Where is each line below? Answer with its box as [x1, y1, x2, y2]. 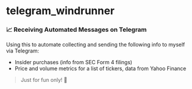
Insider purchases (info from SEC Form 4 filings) [14, 59, 133, 66]
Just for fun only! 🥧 [20, 77, 68, 84]
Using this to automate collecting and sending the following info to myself [6, 41, 185, 48]
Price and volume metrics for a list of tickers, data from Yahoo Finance [14, 65, 187, 72]
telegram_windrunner [6, 4, 115, 18]
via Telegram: [6, 47, 40, 54]
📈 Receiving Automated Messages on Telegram [6, 25, 147, 34]
